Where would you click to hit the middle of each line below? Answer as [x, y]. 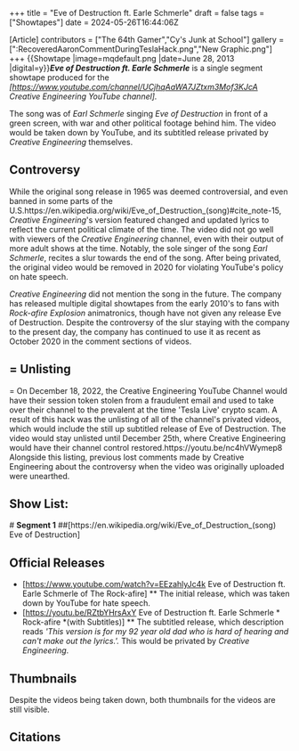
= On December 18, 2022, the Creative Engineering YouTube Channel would [148, 390]
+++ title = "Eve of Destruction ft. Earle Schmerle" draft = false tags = [137, 13]
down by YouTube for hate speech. [86, 603]
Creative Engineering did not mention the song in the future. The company [145, 294]
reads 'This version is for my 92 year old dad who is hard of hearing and [155, 632]
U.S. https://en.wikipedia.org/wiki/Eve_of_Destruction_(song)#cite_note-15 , [145, 210]
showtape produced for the [59, 78]
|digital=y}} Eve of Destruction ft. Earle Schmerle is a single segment [136, 68]
